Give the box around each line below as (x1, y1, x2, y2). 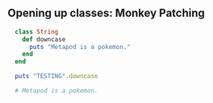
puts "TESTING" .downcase (15, 72, 98, 80)
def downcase (22, 35, 66, 43)
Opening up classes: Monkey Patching (7, 6, 205, 20)
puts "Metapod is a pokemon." (28, 43, 131, 51)
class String (15, 27, 59, 35)
